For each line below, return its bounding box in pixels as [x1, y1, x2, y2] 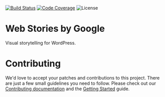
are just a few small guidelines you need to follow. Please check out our [5, 80, 156, 86]
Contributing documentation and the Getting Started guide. [5, 85, 130, 92]
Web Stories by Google [5, 23, 105, 34]
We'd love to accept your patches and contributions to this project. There [5, 74, 160, 81]
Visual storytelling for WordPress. [5, 40, 76, 46]
